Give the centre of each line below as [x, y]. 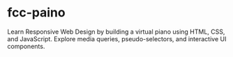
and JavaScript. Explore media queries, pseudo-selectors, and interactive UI [117, 38]
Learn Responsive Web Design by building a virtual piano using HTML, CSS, [116, 32]
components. [26, 46]
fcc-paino [36, 13]
